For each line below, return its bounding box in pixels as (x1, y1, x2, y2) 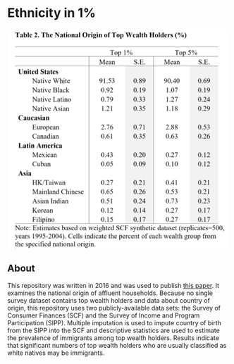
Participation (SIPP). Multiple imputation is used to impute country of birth (7, 318, 222, 327)
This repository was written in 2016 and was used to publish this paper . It (7, 281, 220, 289)
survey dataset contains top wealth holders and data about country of (7, 296, 210, 304)
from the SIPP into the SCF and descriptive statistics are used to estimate (7, 326, 220, 334)
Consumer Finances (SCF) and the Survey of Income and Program (7, 311, 200, 320)
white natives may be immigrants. (7, 349, 105, 357)
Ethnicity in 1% (7, 5, 97, 21)
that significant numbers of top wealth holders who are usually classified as (7, 341, 227, 349)
